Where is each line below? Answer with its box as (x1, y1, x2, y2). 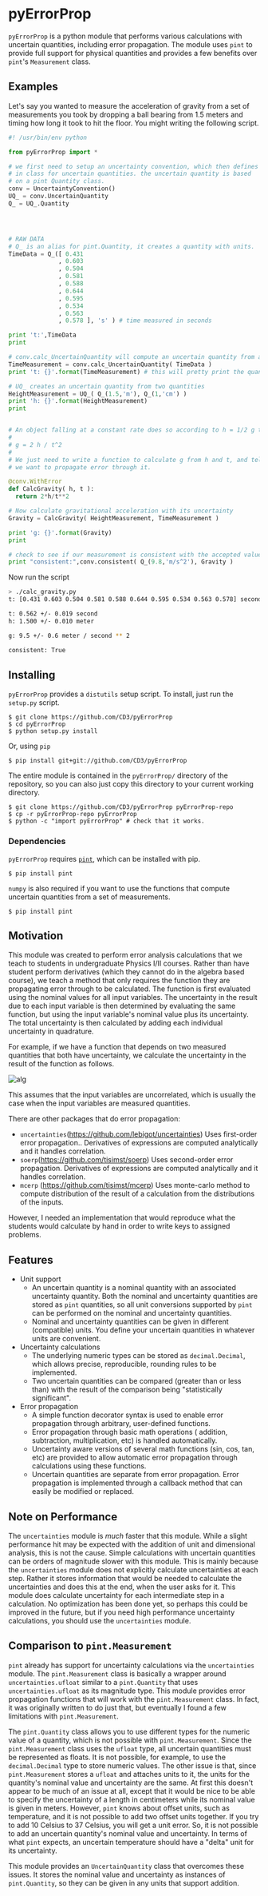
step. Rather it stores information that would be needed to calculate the (8, 1574, 242, 1583)
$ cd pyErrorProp (8, 720, 66, 728)
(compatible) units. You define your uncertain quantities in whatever (31, 1325, 255, 1335)
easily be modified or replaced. (31, 1487, 134, 1496)
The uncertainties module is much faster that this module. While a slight (8, 1532, 248, 1541)
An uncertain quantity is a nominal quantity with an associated (31, 1283, 237, 1293)
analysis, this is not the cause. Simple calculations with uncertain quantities (8, 1548, 256, 1558)
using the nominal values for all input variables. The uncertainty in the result (8, 993, 258, 1002)
